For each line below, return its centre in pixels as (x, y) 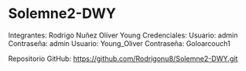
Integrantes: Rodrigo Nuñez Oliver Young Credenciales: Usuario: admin (123, 35)
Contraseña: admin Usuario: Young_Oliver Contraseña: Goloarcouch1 (119, 43)
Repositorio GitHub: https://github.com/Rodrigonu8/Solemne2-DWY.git (123, 59)
